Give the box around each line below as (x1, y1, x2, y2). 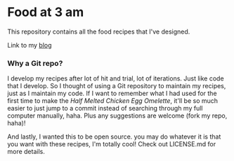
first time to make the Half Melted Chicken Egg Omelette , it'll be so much (7, 97, 219, 105)
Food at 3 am (7, 4, 84, 20)
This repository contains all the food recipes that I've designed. (7, 27, 190, 36)
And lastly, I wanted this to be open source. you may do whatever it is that (7, 132, 221, 141)
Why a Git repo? (7, 58, 63, 68)
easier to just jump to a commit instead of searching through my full (7, 104, 203, 113)
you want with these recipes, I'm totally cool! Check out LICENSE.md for (7, 140, 216, 148)
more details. (7, 148, 46, 156)
